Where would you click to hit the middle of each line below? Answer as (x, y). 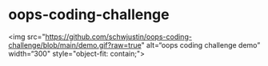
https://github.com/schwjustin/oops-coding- (118, 37)
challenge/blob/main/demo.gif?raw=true (75, 45)
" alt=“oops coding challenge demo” (201, 45)
